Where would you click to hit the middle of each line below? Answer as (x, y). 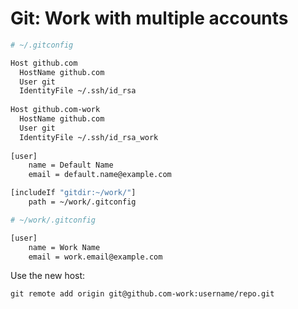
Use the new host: (48, 276)
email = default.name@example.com (100, 175)
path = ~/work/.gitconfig (82, 202)
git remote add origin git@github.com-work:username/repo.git (142, 294)
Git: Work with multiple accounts (149, 18)
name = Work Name (64, 247)
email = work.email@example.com (95, 257)
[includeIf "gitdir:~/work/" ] (73, 193)
